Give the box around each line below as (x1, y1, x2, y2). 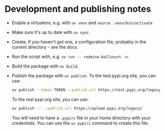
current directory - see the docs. (11, 44, 79, 50)
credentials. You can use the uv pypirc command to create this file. (11, 120, 149, 126)
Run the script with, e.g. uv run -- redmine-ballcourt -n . (11, 53, 129, 60)
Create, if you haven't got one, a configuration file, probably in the (11, 38, 147, 45)
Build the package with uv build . (11, 63, 79, 69)
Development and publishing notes (4, 3, 151, 15)
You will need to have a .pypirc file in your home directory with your (11, 115, 151, 121)
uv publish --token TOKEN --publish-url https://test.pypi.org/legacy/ (11, 87, 163, 92)
